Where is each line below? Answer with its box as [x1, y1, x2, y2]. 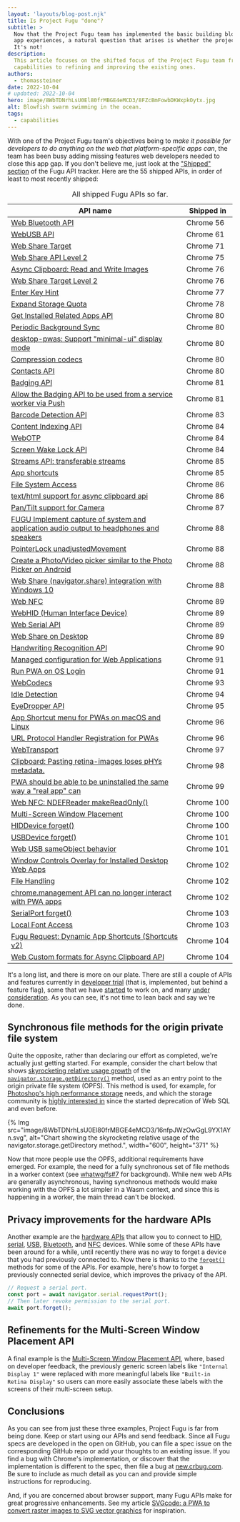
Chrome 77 [186, 287, 225, 297]
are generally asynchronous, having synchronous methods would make [7, 1178, 218, 1186]
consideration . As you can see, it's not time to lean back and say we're [7, 993, 216, 1001]
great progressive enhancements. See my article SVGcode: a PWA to [7, 1498, 211, 1508]
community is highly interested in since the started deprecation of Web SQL [7, 1097, 231, 1105]
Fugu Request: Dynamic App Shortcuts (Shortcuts [11, 931, 179, 941]
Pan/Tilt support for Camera [11, 502, 105, 512]
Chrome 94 [186, 689, 225, 699]
